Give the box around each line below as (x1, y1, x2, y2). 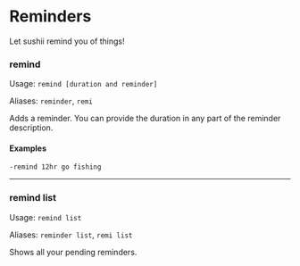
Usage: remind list (9, 212, 82, 222)
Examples (9, 143, 47, 154)
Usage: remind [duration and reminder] (9, 79, 158, 89)
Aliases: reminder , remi (9, 96, 94, 106)
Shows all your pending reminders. (9, 246, 137, 257)
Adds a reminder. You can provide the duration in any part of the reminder (9, 113, 281, 124)
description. (9, 122, 54, 133)
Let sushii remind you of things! (9, 36, 125, 46)
